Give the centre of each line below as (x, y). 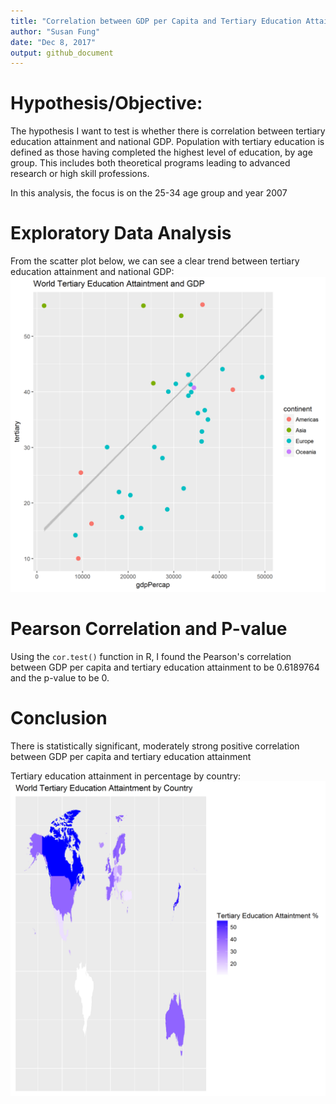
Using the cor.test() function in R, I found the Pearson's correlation (151, 657)
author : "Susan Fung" (55, 31)
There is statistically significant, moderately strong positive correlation (155, 746)
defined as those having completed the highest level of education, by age (161, 152)
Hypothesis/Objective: (106, 103)
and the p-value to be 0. (60, 678)
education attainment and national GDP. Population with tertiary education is (167, 142)
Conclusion (59, 718)
